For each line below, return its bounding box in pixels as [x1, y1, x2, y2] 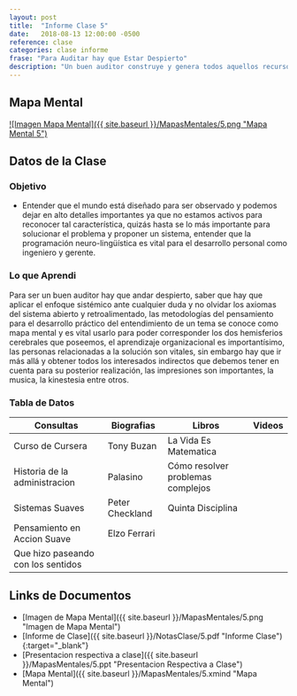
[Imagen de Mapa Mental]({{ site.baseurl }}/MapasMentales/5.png [21, 612, 263, 623]
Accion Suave [13, 532, 72, 545]
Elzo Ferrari [107, 527, 156, 539]
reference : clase [9, 37, 73, 47]
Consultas [34, 419, 79, 431]
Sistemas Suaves [13, 501, 85, 514]
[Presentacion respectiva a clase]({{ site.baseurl [21, 649, 199, 660]
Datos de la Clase [9, 154, 107, 169]
